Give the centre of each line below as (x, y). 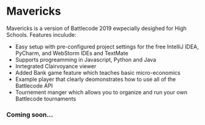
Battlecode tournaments (46, 99)
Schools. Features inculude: (41, 34)
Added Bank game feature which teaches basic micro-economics (98, 72)
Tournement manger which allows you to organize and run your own (101, 92)
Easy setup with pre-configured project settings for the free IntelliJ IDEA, (107, 47)
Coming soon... (30, 115)
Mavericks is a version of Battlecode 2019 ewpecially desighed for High (96, 28)
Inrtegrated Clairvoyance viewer (56, 66)
